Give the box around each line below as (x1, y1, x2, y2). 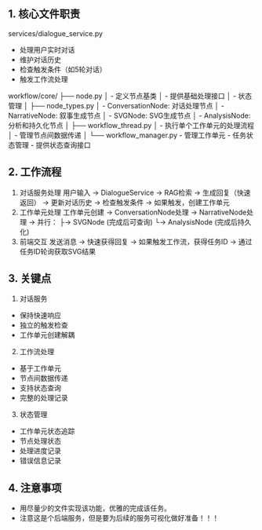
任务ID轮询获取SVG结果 (19, 247, 96, 256)
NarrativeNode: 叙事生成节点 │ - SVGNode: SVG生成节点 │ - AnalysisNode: (8, 111, 251, 120)
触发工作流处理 (19, 74, 68, 84)
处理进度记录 (19, 446, 61, 455)
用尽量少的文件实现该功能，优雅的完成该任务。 (19, 503, 171, 513)
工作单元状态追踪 (19, 426, 75, 436)
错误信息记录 (19, 456, 61, 466)
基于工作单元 (19, 364, 61, 373)
